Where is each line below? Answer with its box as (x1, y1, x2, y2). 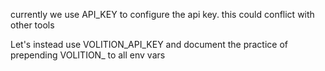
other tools (10, 19, 55, 31)
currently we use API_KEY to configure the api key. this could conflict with (10, 9, 315, 20)
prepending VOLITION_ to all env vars (10, 49, 166, 61)
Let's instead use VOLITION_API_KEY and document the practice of (10, 39, 289, 50)
